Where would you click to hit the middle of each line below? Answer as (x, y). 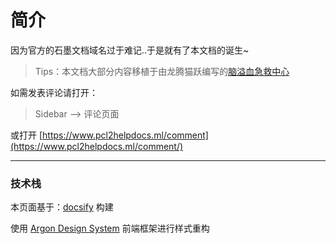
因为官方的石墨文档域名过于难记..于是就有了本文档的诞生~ (130, 50)
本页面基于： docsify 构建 (62, 207)
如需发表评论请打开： (54, 92)
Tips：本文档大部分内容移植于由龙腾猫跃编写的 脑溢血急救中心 (162, 71)
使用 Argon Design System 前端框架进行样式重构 (110, 228)
